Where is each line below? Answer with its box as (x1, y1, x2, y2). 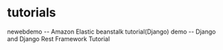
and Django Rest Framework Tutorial (7, 34, 110, 42)
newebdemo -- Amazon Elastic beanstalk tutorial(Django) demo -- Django (7, 27, 216, 36)
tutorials (7, 5, 56, 21)
